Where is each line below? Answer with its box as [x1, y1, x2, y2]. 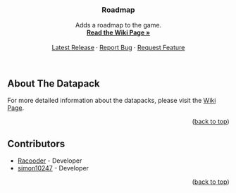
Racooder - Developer [17, 156, 82, 165]
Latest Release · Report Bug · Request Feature [51, 44, 185, 52]
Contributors [7, 137, 66, 149]
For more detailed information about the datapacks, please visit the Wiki [7, 96, 216, 105]
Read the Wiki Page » [87, 28, 150, 37]
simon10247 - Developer [17, 163, 89, 172]
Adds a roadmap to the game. [75, 21, 162, 30]
